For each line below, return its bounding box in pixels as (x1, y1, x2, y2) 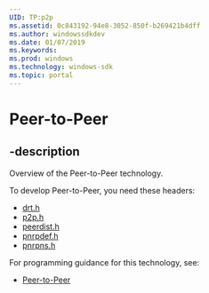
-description (9, 144, 80, 160)
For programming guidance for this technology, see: (9, 257, 200, 267)
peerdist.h (21, 221, 60, 232)
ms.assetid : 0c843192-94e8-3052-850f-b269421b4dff (9, 21, 201, 30)
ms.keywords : (9, 46, 58, 55)
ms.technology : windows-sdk (9, 63, 114, 72)
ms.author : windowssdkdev (9, 29, 105, 38)
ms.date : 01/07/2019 (9, 37, 86, 47)
